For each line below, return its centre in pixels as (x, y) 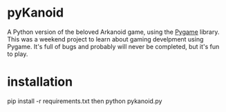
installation (40, 82)
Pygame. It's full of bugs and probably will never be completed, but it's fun (113, 46)
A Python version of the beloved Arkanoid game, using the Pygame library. (113, 32)
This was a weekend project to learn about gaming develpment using (105, 39)
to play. (18, 54)
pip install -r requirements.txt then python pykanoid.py (85, 101)
